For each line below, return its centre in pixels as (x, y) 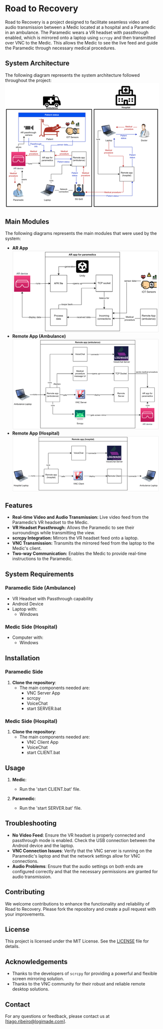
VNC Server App (43, 693)
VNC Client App (42, 742)
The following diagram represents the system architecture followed (72, 75)
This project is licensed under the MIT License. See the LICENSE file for (77, 941)
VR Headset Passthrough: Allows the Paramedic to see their (73, 527)
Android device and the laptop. (43, 845)
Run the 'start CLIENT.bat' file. (50, 789)
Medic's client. (27, 548)
